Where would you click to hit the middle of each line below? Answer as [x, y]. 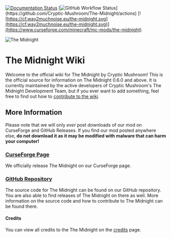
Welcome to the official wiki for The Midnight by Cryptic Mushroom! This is [84, 74]
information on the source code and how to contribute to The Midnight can [84, 201]
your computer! [22, 141]
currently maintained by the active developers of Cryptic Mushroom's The [83, 85]
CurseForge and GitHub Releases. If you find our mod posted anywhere [81, 130]
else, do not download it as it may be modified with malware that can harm [86, 135]
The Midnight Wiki [45, 60]
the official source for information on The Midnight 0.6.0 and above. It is [81, 80]
